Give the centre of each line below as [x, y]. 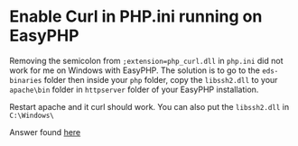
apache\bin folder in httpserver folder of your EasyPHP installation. [134, 89]
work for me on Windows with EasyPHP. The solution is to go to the [135, 70]
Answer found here [45, 132]
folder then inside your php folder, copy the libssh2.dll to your [161, 79]
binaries [26, 80]
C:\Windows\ [32, 115]
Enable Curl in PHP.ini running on [136, 17]
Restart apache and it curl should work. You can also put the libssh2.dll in [149, 106]
